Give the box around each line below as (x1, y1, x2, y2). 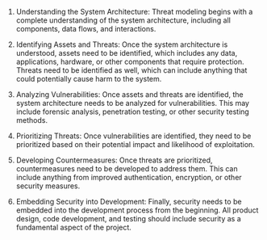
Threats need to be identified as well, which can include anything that (15, 65, 248, 75)
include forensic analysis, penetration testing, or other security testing (15, 107, 250, 116)
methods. (15, 116, 48, 124)
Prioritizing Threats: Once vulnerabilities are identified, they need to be (15, 131, 252, 141)
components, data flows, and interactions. (15, 24, 156, 33)
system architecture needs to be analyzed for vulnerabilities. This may (15, 99, 250, 107)
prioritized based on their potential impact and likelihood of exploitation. (15, 140, 256, 149)
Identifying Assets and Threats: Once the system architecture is (15, 40, 228, 49)
